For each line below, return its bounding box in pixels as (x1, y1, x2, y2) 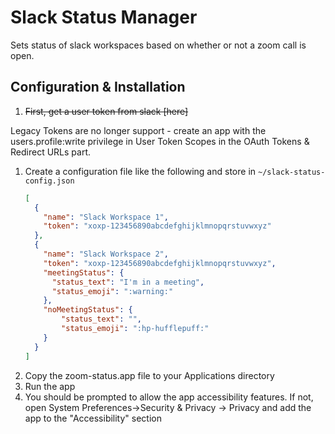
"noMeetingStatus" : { (43, 305, 133, 315)
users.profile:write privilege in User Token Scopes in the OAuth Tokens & (10, 135, 310, 147)
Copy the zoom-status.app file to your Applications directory (24, 369, 275, 381)
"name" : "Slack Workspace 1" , (43, 212, 169, 222)
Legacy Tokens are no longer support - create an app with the (10, 124, 267, 136)
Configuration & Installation (10, 79, 186, 96)
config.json (24, 176, 75, 186)
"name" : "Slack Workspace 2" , (43, 249, 169, 259)
